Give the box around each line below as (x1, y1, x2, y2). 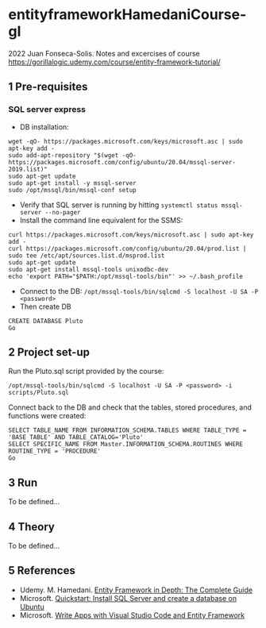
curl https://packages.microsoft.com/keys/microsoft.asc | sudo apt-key (8, 230, 254, 239)
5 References (8, 564, 75, 577)
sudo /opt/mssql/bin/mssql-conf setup (8, 186, 137, 194)
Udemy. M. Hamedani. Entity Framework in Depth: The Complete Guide (19, 585, 253, 595)
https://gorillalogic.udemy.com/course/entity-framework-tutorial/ (8, 57, 221, 67)
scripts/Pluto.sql (8, 389, 69, 397)
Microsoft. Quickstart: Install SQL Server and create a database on (19, 593, 237, 603)
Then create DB (19, 302, 71, 311)
